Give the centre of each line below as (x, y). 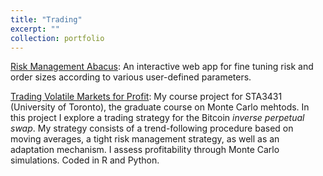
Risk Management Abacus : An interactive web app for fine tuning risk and (162, 67)
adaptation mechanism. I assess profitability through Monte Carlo (145, 150)
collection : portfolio (57, 38)
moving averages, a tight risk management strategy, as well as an (145, 139)
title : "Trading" (46, 19)
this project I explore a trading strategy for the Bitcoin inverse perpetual (157, 118)
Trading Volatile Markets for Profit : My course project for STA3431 (146, 97)
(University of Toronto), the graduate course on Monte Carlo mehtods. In (160, 107)
